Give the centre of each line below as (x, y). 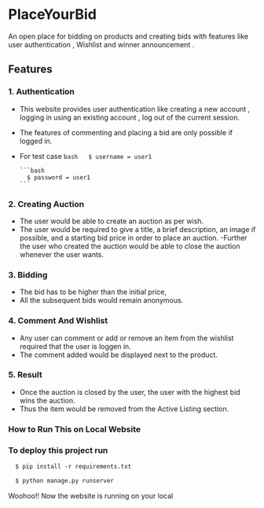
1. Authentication (41, 92)
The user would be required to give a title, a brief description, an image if (137, 229)
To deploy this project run (58, 450)
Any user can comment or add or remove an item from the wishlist (126, 338)
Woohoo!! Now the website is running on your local (91, 495)
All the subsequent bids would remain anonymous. (101, 300)
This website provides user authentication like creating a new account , (135, 109)
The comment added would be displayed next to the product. (119, 355)
